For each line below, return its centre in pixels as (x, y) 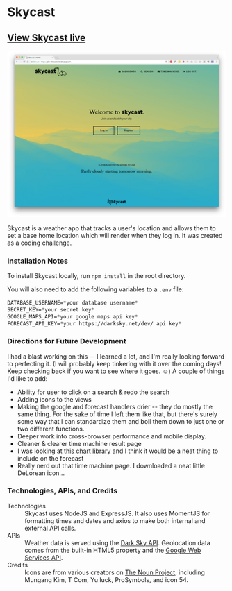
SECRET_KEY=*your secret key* (51, 310)
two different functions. (51, 429)
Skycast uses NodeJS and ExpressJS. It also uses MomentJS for (117, 513)
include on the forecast (50, 458)
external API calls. (50, 528)
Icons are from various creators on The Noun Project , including (115, 572)
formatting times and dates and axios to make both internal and (115, 520)
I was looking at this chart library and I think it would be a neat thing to (118, 451)
